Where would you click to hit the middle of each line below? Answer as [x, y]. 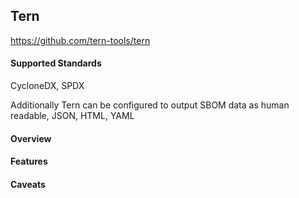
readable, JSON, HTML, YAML [72, 116]
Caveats [28, 184]
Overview [31, 138]
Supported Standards [56, 63]
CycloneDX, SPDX [47, 86]
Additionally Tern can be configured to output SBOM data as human [150, 105]
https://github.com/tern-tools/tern [80, 40]
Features [29, 161]
